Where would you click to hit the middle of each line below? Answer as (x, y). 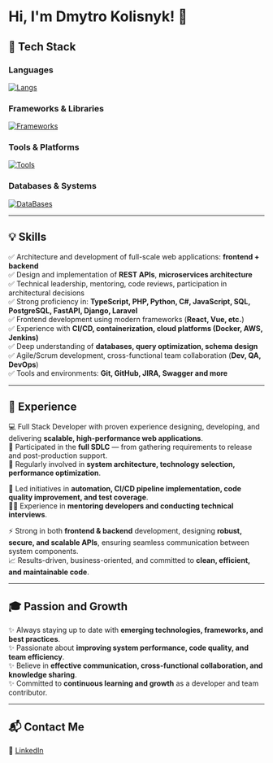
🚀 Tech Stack (42, 47)
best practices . (35, 639)
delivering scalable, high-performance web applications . (106, 438)
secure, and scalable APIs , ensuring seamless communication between (129, 543)
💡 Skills (28, 237)
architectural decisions (47, 293)
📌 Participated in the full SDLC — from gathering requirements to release (130, 447)
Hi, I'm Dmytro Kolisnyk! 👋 (98, 17)
